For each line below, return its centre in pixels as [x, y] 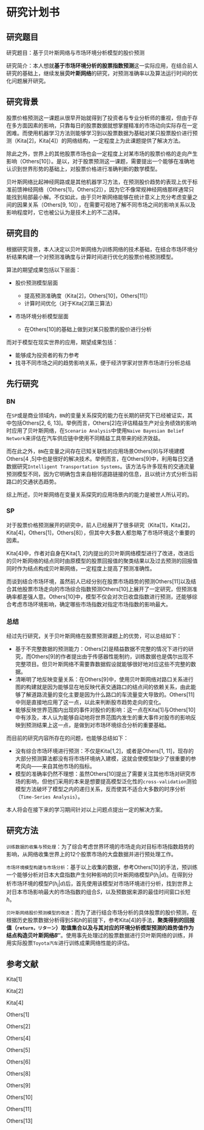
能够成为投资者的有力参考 [47, 355]
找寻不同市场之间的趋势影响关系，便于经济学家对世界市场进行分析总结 [103, 363]
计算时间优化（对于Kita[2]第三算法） [70, 303]
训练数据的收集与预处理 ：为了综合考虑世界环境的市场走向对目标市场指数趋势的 [100, 846]
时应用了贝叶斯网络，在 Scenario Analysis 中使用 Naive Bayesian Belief [95, 431]
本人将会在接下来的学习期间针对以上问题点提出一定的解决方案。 [86, 809]
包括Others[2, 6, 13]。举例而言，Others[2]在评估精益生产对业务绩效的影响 [104, 423]
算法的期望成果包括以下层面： [43, 269]
